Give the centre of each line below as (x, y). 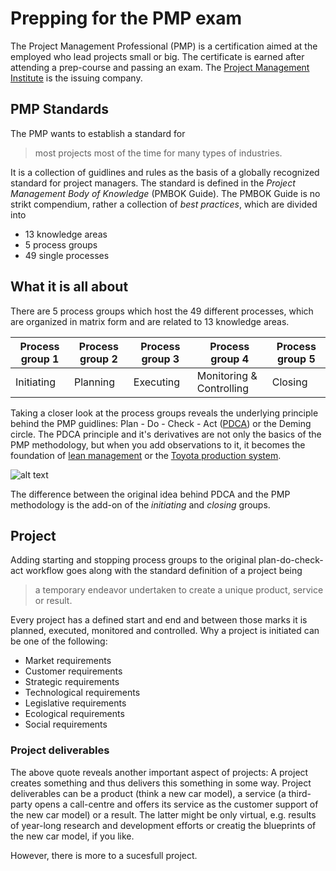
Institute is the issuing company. (76, 78)
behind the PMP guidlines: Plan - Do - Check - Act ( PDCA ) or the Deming (161, 423)
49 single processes (67, 255)
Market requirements (68, 661)
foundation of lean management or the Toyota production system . (146, 455)
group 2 (98, 359)
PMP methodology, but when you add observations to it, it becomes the (158, 444)
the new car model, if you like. (72, 836)
